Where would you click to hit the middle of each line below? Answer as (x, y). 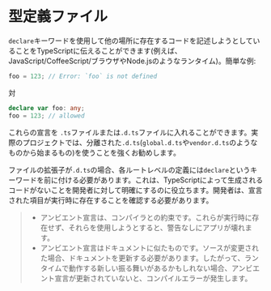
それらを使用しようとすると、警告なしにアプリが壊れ (157, 227)
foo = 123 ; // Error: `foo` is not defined (83, 76)
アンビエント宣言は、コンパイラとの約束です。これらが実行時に (146, 217)
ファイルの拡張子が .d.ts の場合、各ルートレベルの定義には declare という (129, 169)
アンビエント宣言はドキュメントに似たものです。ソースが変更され (149, 247)
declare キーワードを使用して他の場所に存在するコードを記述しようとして (131, 41)
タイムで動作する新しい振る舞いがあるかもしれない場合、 (136, 267)
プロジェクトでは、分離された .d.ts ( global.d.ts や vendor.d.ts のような (140, 142)
